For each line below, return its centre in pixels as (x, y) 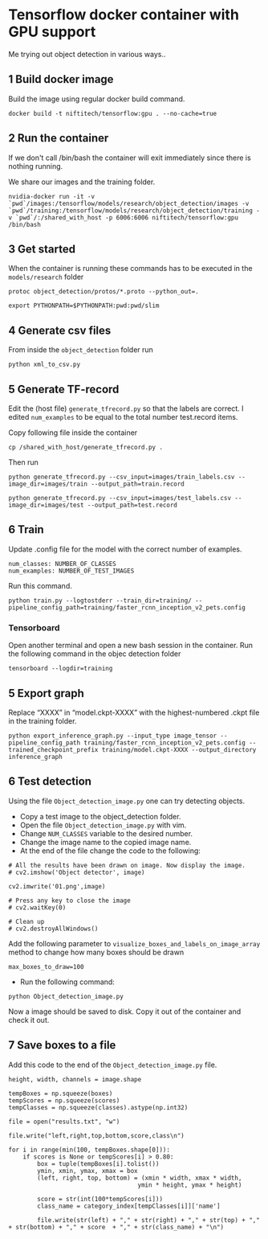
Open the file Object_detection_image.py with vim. (103, 825)
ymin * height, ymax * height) (190, 1185)
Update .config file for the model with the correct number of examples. (125, 549)
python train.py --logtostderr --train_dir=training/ (100, 601)
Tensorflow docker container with (124, 15)
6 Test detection (50, 782)
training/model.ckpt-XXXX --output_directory (179, 749)
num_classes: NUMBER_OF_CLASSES (62, 564)
